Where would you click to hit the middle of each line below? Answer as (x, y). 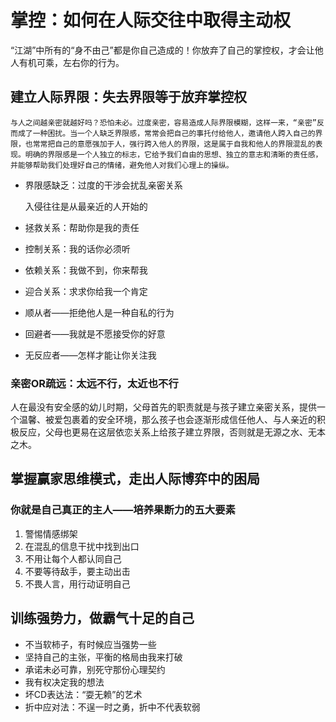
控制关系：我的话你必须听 (77, 248)
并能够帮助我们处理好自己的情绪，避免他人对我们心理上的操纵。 (122, 165)
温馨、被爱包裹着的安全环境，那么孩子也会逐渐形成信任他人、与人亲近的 (167, 420)
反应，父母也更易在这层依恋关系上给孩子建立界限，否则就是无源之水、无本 (172, 432)
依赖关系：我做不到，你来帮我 (86, 270)
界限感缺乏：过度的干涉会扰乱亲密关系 (103, 185)
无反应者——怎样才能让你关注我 (90, 355)
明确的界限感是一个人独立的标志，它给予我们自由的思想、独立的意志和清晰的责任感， (173, 154)
